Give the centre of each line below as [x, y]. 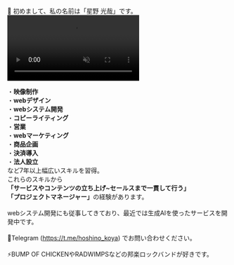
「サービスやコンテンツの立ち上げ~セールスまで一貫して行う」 [99, 188]
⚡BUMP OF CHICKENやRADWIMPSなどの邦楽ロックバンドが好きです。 [110, 254]
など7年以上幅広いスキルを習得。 [55, 170]
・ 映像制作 [23, 91]
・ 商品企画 [23, 144]
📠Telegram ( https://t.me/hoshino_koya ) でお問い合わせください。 [102, 238]
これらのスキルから [35, 179]
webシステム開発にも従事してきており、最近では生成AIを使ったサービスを [115, 213]
